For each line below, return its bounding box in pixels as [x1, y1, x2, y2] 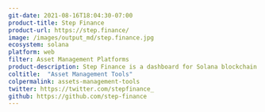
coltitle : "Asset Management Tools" [8, 70, 133, 78]
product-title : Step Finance [8, 19, 105, 27]
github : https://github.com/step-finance [8, 92, 148, 100]
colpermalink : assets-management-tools [8, 77, 140, 85]
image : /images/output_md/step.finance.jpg [8, 33, 155, 42]
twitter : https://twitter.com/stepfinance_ [8, 84, 155, 93]
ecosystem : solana [8, 41, 69, 49]
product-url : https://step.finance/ [8, 26, 129, 34]
